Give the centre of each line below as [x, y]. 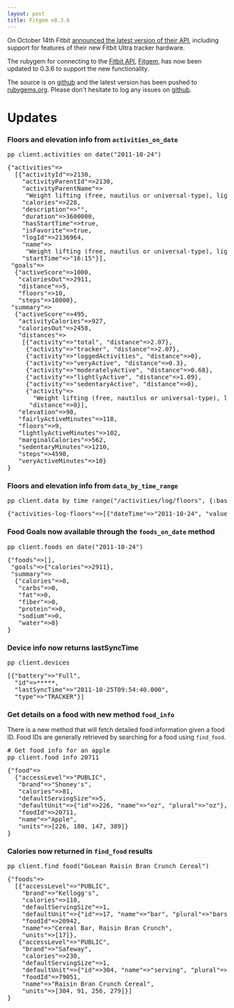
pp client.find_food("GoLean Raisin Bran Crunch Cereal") [108, 866]
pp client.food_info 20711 [53, 758]
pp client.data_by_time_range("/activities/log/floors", [107, 501]
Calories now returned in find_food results [80, 852]
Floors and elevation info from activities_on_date [93, 139]
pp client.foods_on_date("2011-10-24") [75, 547]
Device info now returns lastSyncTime [73, 648]
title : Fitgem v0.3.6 [39, 20]
